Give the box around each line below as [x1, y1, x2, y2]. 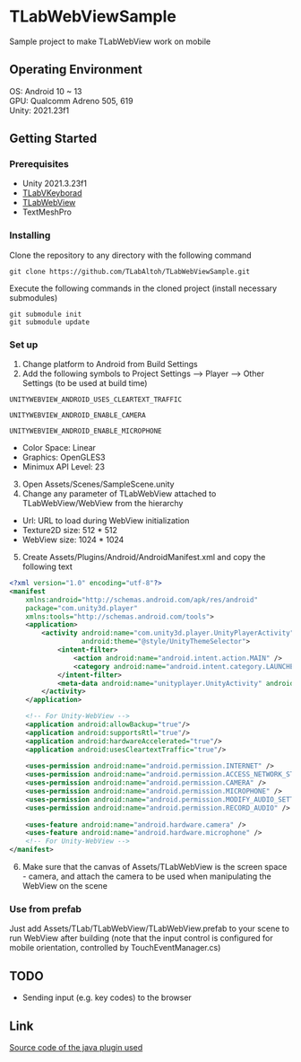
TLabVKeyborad [21, 188, 82, 198]
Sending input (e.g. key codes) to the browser [21, 992, 193, 1003]
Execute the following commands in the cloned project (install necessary [9, 283, 278, 294]
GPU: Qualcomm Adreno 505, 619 [9, 95, 133, 106]
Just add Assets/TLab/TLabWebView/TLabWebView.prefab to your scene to [9, 923, 289, 935]
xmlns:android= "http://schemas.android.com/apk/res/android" [25, 595, 258, 604]
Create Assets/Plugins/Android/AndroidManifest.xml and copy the [21, 552, 266, 563]
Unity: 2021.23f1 [9, 105, 70, 116]
